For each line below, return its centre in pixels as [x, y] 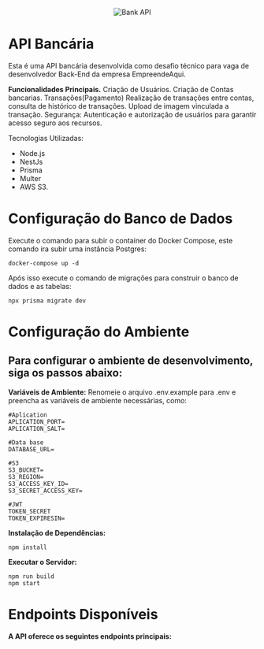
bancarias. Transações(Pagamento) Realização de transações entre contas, [131, 98]
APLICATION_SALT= [37, 428]
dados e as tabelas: [40, 286]
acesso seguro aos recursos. [55, 123]
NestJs [31, 161]
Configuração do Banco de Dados [121, 219]
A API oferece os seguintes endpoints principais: [90, 636]
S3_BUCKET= [26, 470]
